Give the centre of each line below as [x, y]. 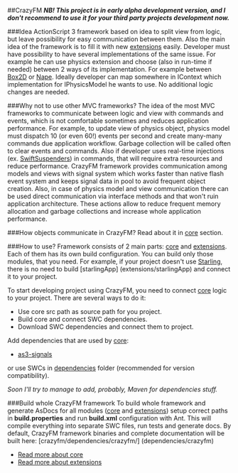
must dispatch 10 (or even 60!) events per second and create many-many [115, 136]
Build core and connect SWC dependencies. [82, 319]
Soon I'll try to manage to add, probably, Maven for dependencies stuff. [113, 389]
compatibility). [28, 375]
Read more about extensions [60, 462]
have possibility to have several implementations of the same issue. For [112, 54]
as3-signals [35, 354]
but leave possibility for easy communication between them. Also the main [117, 39]
